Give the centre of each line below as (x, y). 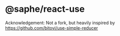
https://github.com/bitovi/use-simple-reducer (52, 28)
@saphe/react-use (45, 9)
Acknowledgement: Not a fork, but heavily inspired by (60, 23)
